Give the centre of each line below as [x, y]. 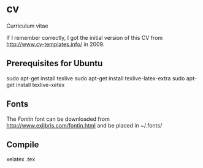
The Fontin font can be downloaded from [58, 119]
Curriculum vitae [27, 26]
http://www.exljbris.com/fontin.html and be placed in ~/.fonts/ [84, 125]
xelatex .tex [21, 159]
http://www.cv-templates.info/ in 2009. [56, 44]
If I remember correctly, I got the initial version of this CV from [85, 37]
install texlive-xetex [40, 85]
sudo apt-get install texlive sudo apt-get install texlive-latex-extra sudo [96, 78]
